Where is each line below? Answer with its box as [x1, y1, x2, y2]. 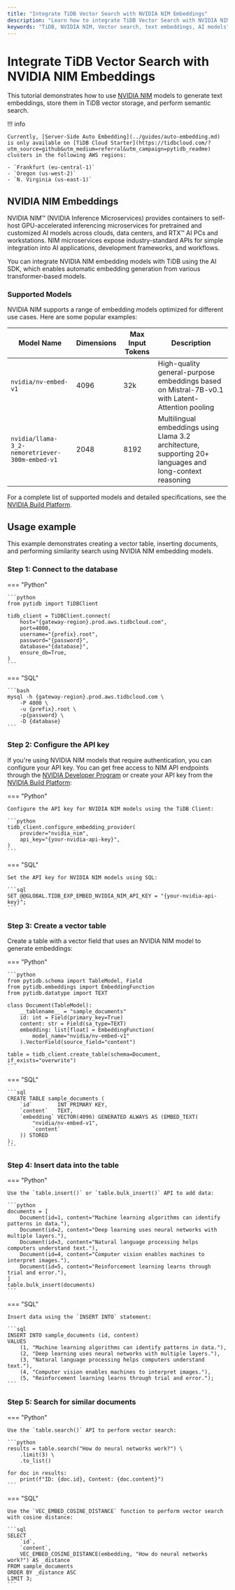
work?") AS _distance [7, 1556, 71, 1563]
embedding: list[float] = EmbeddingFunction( [20, 1026, 155, 1033]
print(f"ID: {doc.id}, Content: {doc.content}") [20, 1475, 164, 1483]
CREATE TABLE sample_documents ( [7, 1095, 105, 1103]
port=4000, [20, 625, 52, 632]
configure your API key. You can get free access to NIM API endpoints [7, 763, 209, 772]
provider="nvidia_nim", [20, 830, 90, 837]
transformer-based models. [7, 272, 87, 281]
